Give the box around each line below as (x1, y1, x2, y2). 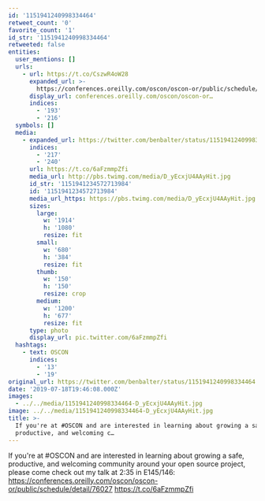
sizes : (28, 202, 51, 210)
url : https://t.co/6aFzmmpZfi (28, 165, 129, 173)
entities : (8, 48, 41, 56)
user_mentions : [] (15, 56, 77, 64)
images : (8, 392, 34, 400)
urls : (15, 63, 34, 71)
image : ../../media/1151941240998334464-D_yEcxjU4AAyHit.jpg (8, 407, 214, 415)
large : (36, 210, 58, 217)
